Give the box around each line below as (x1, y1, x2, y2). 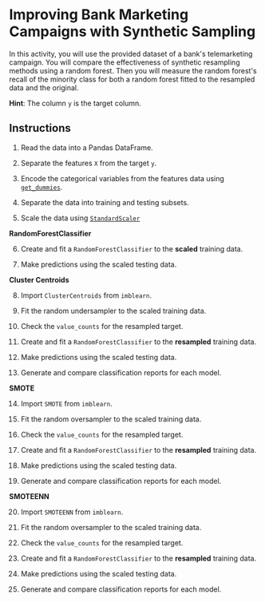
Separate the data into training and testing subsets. (20, 197, 190, 207)
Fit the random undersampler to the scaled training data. (20, 306, 207, 315)
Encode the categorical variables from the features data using (20, 173, 224, 183)
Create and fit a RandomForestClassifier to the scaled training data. (20, 244, 243, 253)
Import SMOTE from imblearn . (20, 398, 113, 408)
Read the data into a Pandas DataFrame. (20, 142, 154, 152)
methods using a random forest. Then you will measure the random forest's (9, 65, 258, 75)
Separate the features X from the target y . (20, 158, 157, 168)
